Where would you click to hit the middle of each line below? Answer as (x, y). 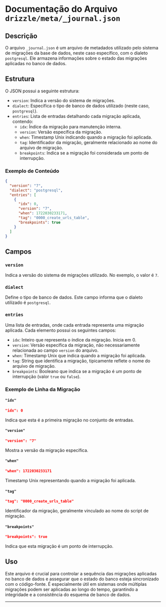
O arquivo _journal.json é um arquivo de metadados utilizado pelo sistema (82, 48)
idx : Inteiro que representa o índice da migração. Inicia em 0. (74, 340)
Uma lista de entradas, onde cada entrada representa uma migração (75, 325)
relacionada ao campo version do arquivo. (55, 350)
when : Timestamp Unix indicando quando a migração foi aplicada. (86, 137)
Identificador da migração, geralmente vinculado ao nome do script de (77, 511)
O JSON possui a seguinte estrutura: (42, 91)
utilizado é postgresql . (28, 303)
